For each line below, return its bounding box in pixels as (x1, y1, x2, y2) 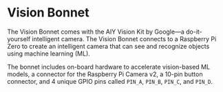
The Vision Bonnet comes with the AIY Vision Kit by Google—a (7, 27, 184, 36)
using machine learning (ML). (7, 49, 91, 58)
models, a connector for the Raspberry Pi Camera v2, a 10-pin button (7, 70, 203, 78)
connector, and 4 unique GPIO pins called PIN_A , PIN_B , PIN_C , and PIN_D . (7, 77, 213, 85)
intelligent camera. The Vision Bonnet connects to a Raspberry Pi (32, 34, 217, 43)
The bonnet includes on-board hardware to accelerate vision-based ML (7, 62, 211, 71)
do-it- (185, 27, 203, 36)
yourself (7, 34, 31, 43)
